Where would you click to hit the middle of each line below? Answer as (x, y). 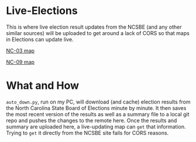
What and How (43, 86)
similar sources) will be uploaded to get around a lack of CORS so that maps (98, 33)
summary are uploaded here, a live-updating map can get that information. (96, 126)
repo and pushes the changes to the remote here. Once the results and (92, 120)
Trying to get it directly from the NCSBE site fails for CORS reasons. (87, 133)
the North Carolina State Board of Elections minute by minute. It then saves (96, 108)
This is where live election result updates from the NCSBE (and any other (94, 27)
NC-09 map (20, 62)
